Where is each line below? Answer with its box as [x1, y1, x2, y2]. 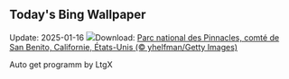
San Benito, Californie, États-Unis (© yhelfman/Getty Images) [9, 41, 238, 52]
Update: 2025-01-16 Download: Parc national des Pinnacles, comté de [9, 31, 280, 43]
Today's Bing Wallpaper [9, 7, 146, 22]
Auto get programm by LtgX [9, 58, 113, 70]
